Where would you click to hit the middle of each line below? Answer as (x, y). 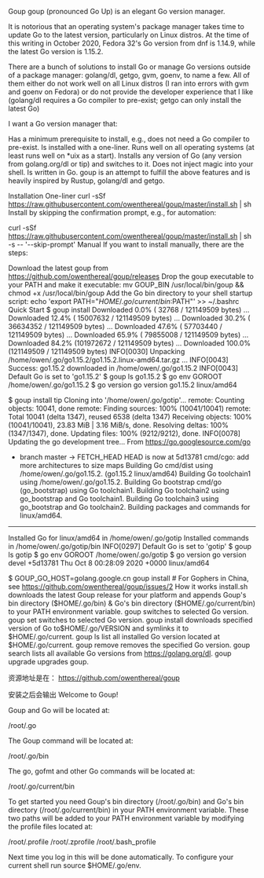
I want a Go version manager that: (63, 124)
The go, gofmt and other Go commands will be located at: (101, 771)
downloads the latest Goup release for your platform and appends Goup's (127, 595)
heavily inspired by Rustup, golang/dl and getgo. (86, 181)
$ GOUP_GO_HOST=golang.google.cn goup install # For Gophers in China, (128, 578)
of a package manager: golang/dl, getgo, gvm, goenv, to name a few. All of (129, 75)
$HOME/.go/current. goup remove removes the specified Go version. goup (129, 645)
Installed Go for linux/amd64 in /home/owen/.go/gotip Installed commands (128, 538)
